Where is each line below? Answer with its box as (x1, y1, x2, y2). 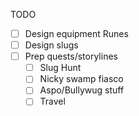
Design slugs (24, 39, 79, 51)
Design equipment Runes (24, 28, 129, 39)
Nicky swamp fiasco (39, 73, 124, 85)
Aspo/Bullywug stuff (39, 84, 125, 96)
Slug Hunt (39, 62, 82, 74)
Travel (39, 95, 66, 108)
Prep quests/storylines (24, 50, 118, 63)
